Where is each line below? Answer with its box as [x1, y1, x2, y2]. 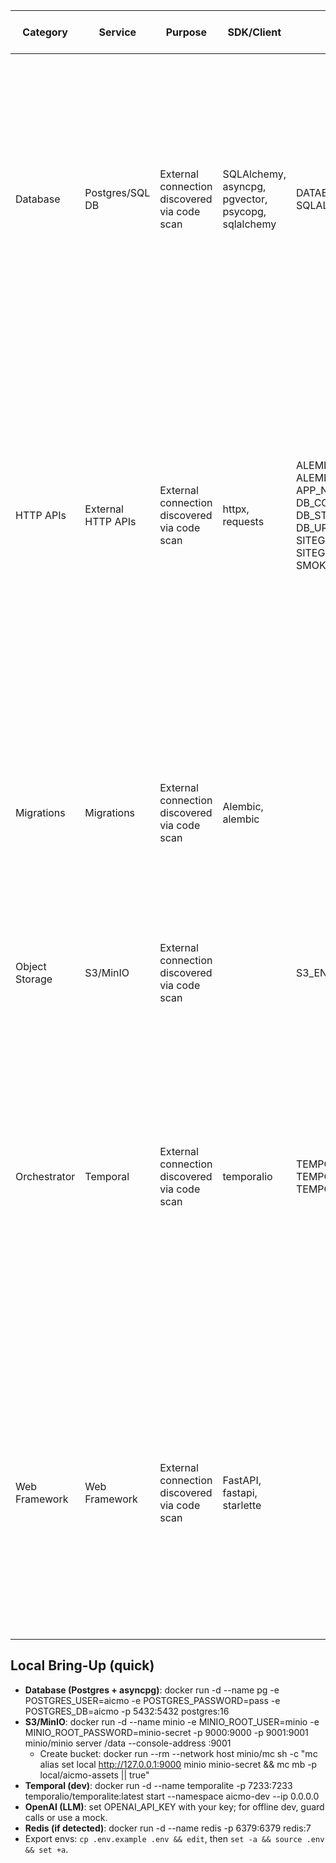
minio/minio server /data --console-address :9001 [24, 1737, 232, 1749]
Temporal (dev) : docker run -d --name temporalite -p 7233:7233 [24, 1779, 293, 1791]
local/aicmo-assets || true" [39, 1769, 150, 1781]
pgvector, [222, 192, 268, 206]
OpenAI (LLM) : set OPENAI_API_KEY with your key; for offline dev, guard [24, 1800, 325, 1813]
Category [22, 25, 68, 39]
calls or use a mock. [24, 1811, 108, 1823]
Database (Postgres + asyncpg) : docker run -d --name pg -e [24, 1684, 280, 1696]
